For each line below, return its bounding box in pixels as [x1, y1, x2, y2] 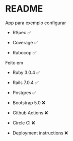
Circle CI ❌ [12, 119, 35, 126]
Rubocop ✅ [12, 49, 37, 55]
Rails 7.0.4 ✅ [12, 79, 39, 86]
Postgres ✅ [12, 89, 36, 96]
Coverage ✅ [12, 39, 38, 45]
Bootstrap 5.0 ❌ [12, 99, 45, 106]
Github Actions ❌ [12, 109, 48, 116]
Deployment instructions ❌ [12, 129, 68, 136]
